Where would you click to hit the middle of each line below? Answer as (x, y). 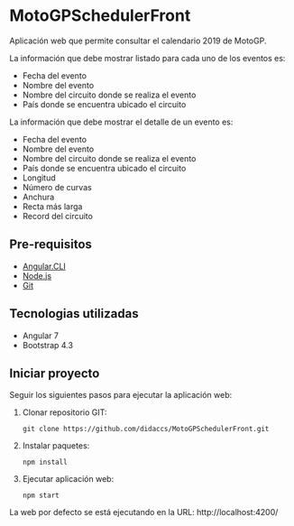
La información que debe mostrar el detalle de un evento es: (121, 122)
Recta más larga (52, 206)
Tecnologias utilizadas (74, 314)
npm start (41, 496)
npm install (45, 462)
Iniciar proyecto (55, 373)
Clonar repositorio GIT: (64, 412)
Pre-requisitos (51, 245)
